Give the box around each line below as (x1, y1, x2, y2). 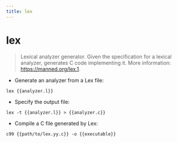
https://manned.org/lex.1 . (20, 65, 81, 72)
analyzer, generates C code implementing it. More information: (20, 59, 171, 66)
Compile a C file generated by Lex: (14, 120, 98, 127)
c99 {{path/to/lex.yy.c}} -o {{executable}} (6, 131, 116, 137)
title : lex (6, 8, 33, 15)
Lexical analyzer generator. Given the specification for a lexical (20, 53, 172, 60)
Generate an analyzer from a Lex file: (14, 76, 104, 83)
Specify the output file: (14, 98, 70, 105)
